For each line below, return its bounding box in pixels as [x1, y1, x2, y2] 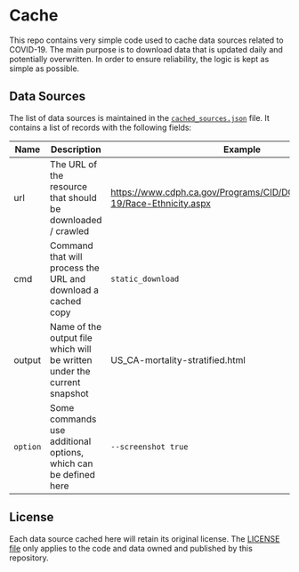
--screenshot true [110, 441, 189, 452]
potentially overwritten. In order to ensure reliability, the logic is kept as [9, 53, 270, 64]
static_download [110, 273, 180, 284]
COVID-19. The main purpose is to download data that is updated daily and [9, 44, 283, 54]
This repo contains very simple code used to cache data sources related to [9, 35, 284, 45]
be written [50, 353, 93, 366]
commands [50, 413, 97, 425]
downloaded [50, 213, 102, 226]
